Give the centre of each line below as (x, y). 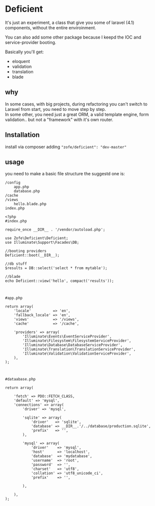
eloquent (21, 61)
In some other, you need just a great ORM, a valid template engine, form (77, 114)
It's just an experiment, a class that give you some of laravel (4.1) (70, 22)
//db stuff (16, 264)
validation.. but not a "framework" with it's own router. (59, 119)
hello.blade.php (30, 204)
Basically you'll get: (24, 52)
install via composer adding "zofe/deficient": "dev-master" (66, 147)
